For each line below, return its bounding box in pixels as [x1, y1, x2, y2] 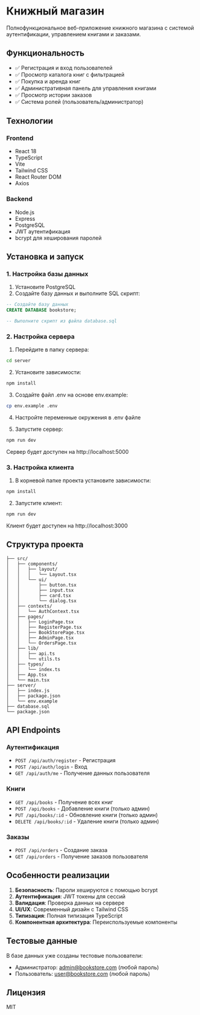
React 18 [14, 148, 37, 155]
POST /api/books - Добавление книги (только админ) [14, 804, 151, 812]
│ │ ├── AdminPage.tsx [6, 635, 74, 641]
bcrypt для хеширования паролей [14, 234, 102, 241]
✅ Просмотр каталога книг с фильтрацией [14, 71, 125, 78]
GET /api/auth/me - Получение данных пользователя [14, 769, 150, 777]
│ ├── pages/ [6, 614, 45, 620]
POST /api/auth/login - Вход [14, 763, 87, 771]
